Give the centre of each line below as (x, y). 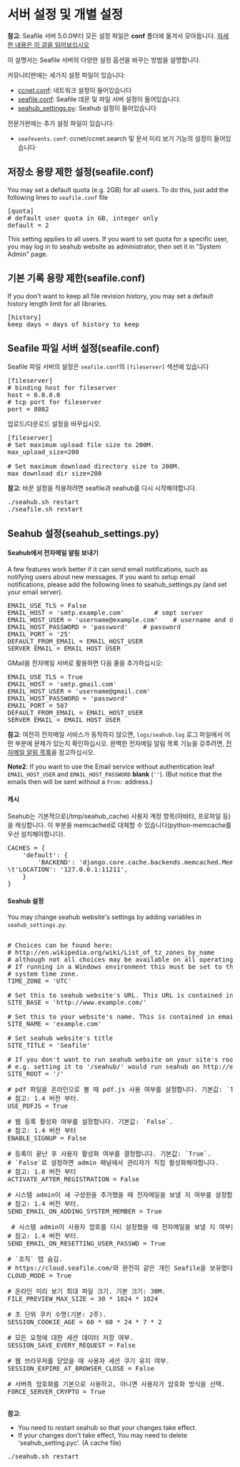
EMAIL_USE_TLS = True (45, 677)
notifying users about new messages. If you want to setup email (101, 576)
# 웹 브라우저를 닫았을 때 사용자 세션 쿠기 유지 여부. (89, 1361)
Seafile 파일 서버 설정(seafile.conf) (84, 348)
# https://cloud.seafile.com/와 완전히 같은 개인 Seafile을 (107, 1268)
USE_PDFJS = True (37, 1106)
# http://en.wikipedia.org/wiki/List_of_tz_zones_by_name (111, 953)
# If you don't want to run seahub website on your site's (113, 1060)
